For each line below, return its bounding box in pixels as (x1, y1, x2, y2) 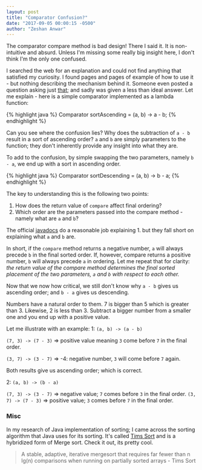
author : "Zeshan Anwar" (6, 25, 67, 32)
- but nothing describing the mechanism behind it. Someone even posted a (6, 80, 193, 87)
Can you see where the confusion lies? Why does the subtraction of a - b (6, 129, 191, 136)
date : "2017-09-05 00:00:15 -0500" (6, 20, 96, 26)
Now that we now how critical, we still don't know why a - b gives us (6, 283, 179, 290)
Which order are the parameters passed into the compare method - (15, 209, 183, 216)
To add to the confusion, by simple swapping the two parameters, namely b (6, 154, 194, 161)
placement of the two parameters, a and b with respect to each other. (6, 270, 180, 278)
